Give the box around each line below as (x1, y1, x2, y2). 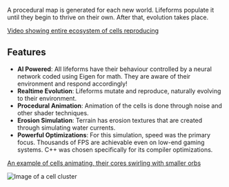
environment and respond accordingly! (17, 79, 128, 88)
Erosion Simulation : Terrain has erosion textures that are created (17, 116, 203, 124)
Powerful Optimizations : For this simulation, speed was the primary (17, 130, 211, 139)
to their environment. (17, 94, 77, 102)
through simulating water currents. (17, 124, 116, 132)
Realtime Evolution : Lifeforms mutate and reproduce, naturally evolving (17, 86, 221, 95)
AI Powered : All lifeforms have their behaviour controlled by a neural (17, 65, 212, 73)
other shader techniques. (17, 108, 89, 117)
